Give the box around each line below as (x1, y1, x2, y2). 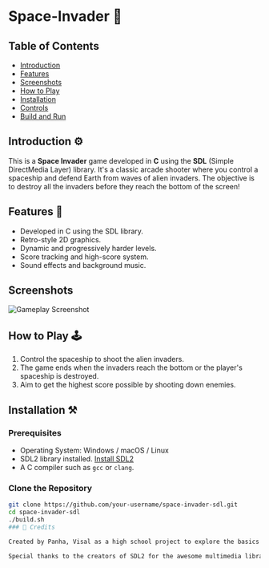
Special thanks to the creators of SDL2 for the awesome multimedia (8, 552, 242, 560)
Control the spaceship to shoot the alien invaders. (19, 355, 184, 364)
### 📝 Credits (8, 523, 56, 531)
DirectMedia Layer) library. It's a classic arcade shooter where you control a (8, 164, 259, 174)
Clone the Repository (8, 482, 93, 493)
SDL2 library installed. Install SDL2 (19, 453, 134, 464)
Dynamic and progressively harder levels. (19, 243, 158, 253)
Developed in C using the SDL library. (19, 226, 144, 236)
